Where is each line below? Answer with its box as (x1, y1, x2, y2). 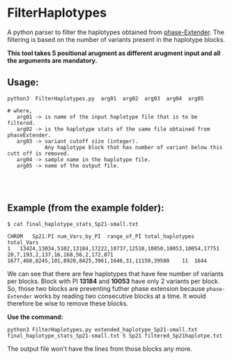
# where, (7, 107, 33, 114)
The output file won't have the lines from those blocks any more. (7, 344, 193, 353)
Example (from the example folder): (7, 202, 164, 214)
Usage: (7, 77, 40, 89)
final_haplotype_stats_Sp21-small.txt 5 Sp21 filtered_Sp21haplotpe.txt (7, 332, 223, 339)
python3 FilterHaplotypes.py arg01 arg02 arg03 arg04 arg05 (7, 95, 204, 102)
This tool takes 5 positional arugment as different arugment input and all (7, 49, 221, 57)
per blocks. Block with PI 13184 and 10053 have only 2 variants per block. (7, 277, 220, 285)
